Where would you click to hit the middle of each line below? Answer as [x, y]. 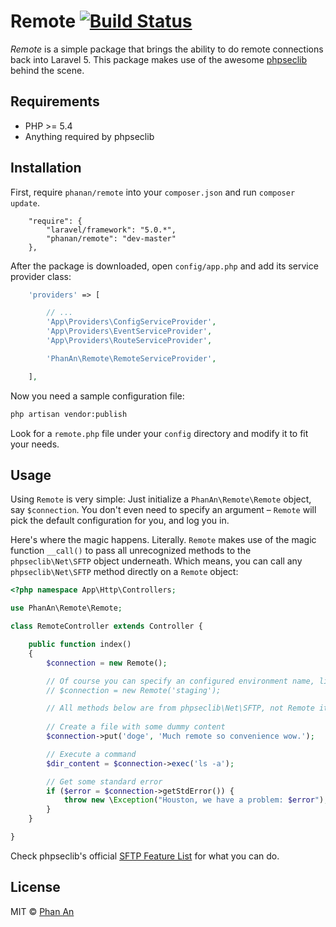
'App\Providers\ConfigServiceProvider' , [131, 322]
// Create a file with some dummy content [136, 727]
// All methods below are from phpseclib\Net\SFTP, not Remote [180, 708]
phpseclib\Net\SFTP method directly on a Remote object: [124, 572]
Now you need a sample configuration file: [97, 396]
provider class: [41, 276]
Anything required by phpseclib [89, 136]
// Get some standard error [104, 781]
